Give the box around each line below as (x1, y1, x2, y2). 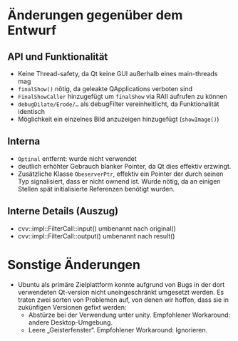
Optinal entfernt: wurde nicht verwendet (17, 154, 137, 163)
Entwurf (7, 22, 57, 38)
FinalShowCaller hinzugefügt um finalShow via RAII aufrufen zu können (17, 93, 228, 100)
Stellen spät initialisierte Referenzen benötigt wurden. (17, 184, 175, 193)
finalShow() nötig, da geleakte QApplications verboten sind (17, 85, 192, 93)
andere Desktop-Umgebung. (28, 318, 113, 327)
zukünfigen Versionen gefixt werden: (17, 303, 127, 311)
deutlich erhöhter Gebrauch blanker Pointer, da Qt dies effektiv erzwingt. (17, 162, 232, 170)
